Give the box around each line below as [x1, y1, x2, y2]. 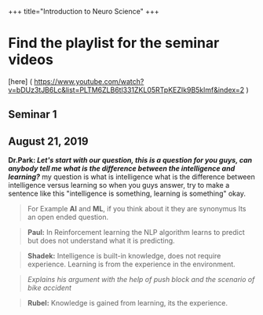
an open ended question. [27, 212, 108, 222]
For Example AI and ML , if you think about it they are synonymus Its [27, 204, 247, 214]
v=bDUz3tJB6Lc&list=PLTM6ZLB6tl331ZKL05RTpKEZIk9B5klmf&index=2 [8, 85, 245, 94]
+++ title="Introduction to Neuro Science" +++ [8, 7, 159, 16]
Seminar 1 [8, 108, 57, 121]
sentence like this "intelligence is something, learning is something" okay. [8, 189, 246, 199]
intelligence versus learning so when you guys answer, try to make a [8, 181, 230, 190]
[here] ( [8, 76, 33, 86]
